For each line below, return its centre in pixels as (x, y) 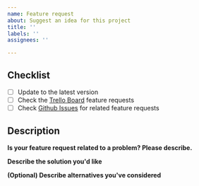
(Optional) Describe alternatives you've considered (84, 175)
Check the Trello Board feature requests (76, 100)
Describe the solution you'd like (55, 161)
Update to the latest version (58, 92)
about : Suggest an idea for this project (69, 21)
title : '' (22, 27)
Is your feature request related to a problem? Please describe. (100, 147)
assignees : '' (28, 40)
